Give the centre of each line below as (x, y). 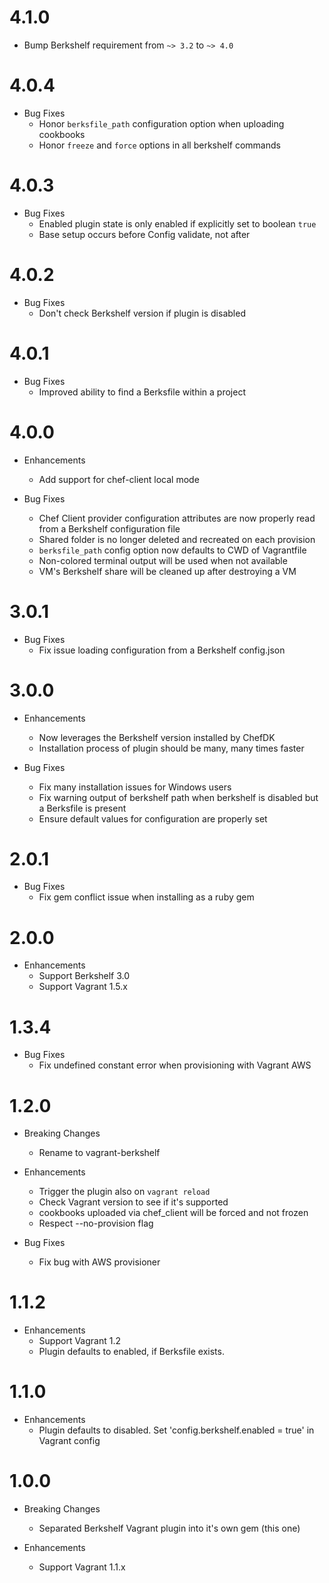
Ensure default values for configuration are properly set (153, 818)
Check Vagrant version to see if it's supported (133, 1202)
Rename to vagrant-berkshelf (99, 1153)
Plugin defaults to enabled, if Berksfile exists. (131, 1352)
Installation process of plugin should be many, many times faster (171, 748)
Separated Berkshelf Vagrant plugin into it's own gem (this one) (169, 1528)
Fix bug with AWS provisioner (99, 1262)
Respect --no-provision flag (96, 1223)
